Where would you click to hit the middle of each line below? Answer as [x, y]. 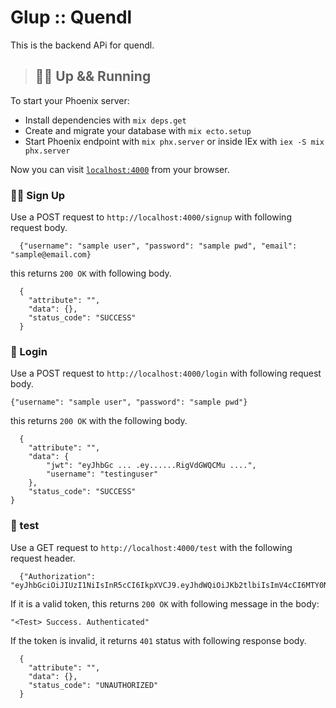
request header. [43, 558]
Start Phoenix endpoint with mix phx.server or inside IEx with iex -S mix [174, 141]
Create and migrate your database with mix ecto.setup [138, 130]
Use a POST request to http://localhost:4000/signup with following [151, 217]
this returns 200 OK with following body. [91, 273]
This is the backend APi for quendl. [82, 45]
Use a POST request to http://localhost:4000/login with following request [166, 373]
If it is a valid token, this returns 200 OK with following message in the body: [165, 603]
